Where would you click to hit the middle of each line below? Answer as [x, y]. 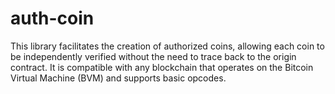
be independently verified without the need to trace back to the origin [153, 56]
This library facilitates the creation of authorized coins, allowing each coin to [167, 46]
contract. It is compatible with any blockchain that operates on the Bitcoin [162, 67]
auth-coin [52, 18]
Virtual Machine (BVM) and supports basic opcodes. [118, 78]
